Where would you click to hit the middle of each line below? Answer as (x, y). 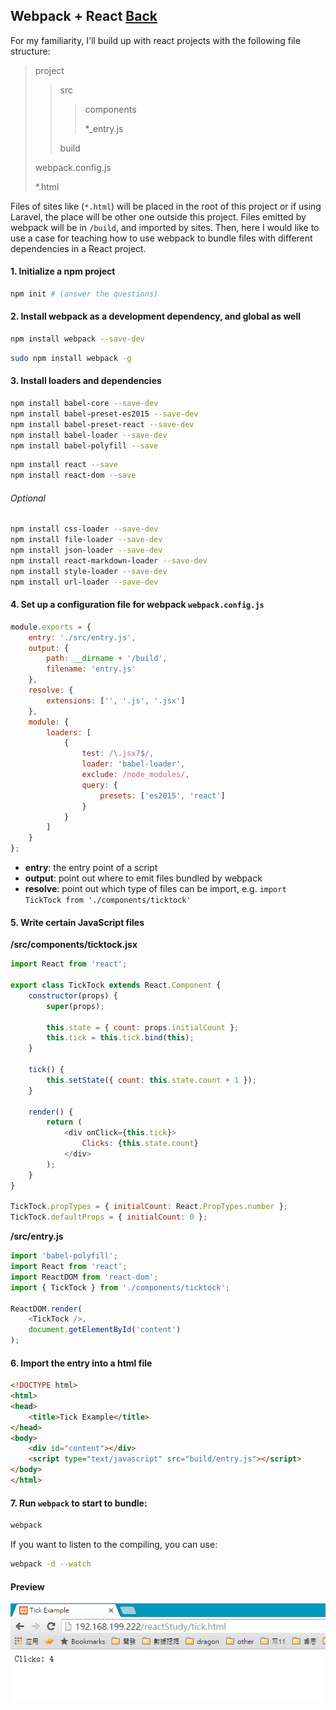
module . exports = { (51, 627)
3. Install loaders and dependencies (86, 381)
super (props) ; (75, 1006)
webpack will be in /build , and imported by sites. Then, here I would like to (165, 227)
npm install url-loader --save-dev (84, 582)
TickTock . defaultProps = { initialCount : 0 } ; (109, 1217)
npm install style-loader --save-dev (89, 571)
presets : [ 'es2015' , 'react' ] (162, 795)
